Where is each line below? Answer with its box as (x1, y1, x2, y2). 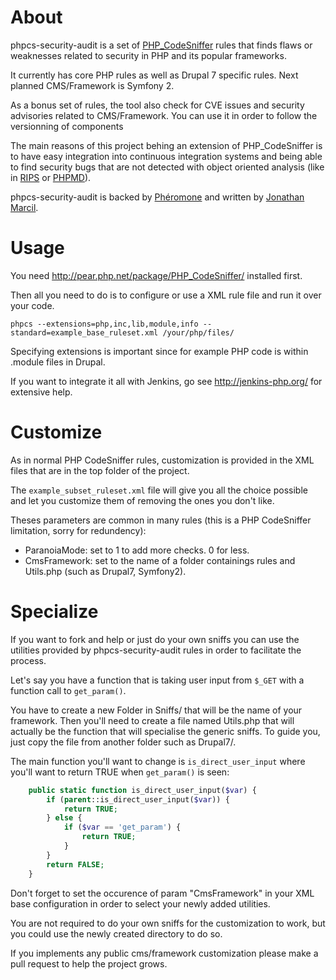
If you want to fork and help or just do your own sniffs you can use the (10, 633, 300, 645)
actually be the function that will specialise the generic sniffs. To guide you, (10, 725, 321, 737)
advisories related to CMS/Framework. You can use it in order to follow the (10, 109, 318, 121)
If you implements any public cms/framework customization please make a (10, 947, 319, 959)
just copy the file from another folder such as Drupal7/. (10, 736, 237, 748)
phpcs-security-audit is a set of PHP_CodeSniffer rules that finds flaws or (10, 39, 313, 51)
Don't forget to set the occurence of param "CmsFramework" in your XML (10, 887, 315, 899)
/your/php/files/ (162, 327, 235, 338)
